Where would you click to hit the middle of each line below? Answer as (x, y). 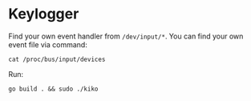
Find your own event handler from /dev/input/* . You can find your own (126, 36)
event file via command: (48, 44)
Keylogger (44, 14)
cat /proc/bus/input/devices (57, 59)
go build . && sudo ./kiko (53, 89)
